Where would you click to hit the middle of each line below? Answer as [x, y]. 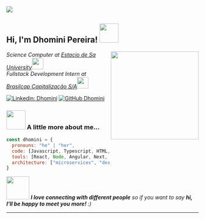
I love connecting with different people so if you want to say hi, [111, 198]
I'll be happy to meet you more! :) [49, 204]
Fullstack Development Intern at [46, 73]
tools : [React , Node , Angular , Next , [60, 157]
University [19, 67]
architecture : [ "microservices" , [54, 162]
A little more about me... [63, 127]
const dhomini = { [30, 140]
